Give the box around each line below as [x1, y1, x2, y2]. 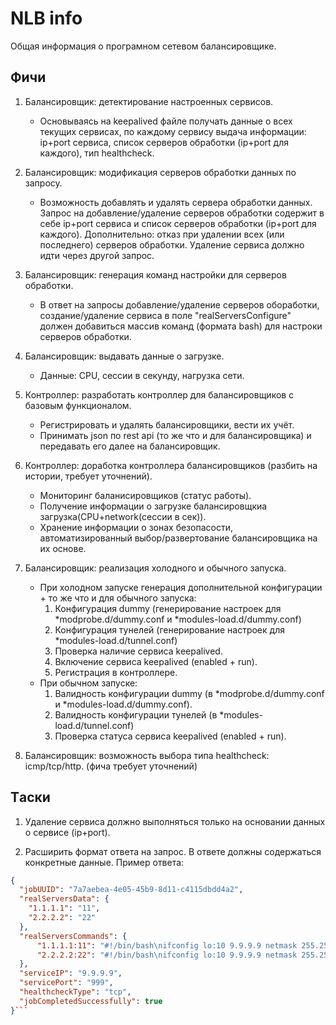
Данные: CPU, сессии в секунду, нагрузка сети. [39, 369, 245, 381]
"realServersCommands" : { [19, 931, 128, 941]
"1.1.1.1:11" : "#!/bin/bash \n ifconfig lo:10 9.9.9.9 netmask [36, 940, 298, 951]
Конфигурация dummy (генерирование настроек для [54, 602, 282, 614]
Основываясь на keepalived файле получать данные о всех [39, 115, 293, 127]
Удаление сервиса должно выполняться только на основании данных [24, 815, 326, 827]
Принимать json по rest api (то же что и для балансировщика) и [39, 429, 312, 441]
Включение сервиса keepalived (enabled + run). [54, 655, 258, 667]
